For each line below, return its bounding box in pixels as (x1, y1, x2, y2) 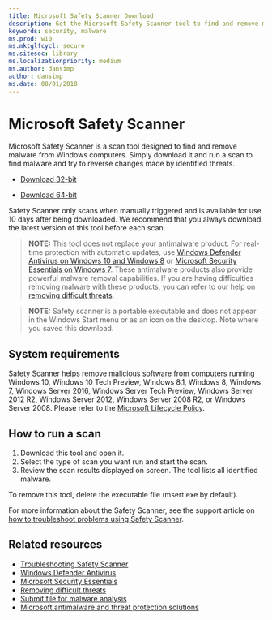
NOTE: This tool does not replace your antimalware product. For (28, 239, 242, 248)
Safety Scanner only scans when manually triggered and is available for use (8, 206, 261, 216)
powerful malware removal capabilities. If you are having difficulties (28, 273, 254, 283)
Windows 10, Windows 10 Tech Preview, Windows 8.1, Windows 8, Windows (8, 377, 261, 387)
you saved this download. (28, 324, 114, 334)
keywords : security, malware (8, 27, 107, 35)
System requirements (8, 347, 120, 361)
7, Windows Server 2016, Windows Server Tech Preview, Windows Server (8, 386, 253, 396)
